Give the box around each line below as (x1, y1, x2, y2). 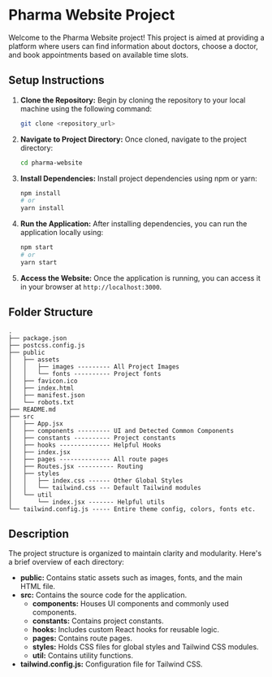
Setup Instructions (8, 73, 105, 87)
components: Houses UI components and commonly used (32, 599, 229, 609)
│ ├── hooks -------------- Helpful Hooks (8, 441, 162, 449)
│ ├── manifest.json (8, 391, 85, 400)
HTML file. (19, 582, 55, 592)
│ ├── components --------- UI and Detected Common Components (8, 426, 234, 435)
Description (8, 526, 69, 540)
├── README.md (8, 405, 57, 413)
